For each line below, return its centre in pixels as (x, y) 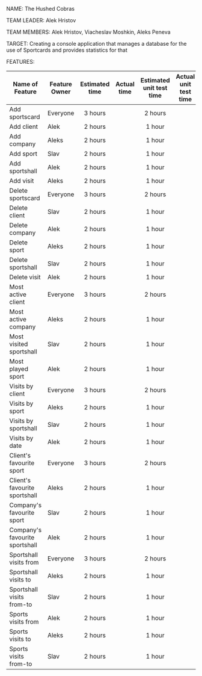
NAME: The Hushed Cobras (41, 9)
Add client (23, 127)
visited (19, 344)
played (19, 369)
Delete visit (25, 277)
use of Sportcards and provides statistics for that (67, 50)
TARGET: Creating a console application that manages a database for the (96, 44)
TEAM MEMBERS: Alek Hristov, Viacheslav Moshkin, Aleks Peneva (88, 32)
